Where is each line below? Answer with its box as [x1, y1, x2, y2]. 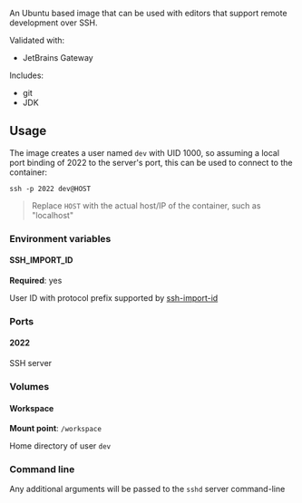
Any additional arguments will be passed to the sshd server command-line [9, 484, 286, 495]
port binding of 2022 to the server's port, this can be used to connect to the [9, 157, 293, 168]
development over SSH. [9, 17, 98, 28]
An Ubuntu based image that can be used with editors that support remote [9, 8, 287, 18]
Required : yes [9, 275, 63, 285]
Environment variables [9, 232, 112, 245]
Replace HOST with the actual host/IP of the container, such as [31, 199, 261, 211]
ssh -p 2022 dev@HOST [9, 184, 92, 193]
